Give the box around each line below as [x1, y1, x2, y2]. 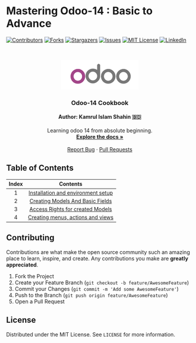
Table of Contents [6, 163, 74, 173]
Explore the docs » [76, 134, 124, 141]
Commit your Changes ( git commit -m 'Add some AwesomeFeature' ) [14, 285, 179, 292]
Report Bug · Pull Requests [67, 146, 132, 153]
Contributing [6, 233, 55, 243]
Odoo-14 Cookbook [71, 99, 129, 107]
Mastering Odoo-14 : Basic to [6, 4, 153, 18]
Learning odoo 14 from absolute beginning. [47, 127, 153, 134]
